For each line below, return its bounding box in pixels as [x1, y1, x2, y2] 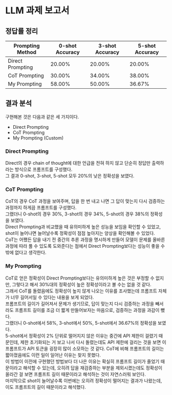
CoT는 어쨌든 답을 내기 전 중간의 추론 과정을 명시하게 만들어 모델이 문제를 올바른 [5, 236, 165, 243]
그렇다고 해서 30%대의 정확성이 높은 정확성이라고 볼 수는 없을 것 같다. [12, 281, 152, 287]
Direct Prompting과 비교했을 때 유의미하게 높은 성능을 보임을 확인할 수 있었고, [5, 224, 161, 230]
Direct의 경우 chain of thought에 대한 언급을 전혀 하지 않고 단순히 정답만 [5, 160, 151, 166]
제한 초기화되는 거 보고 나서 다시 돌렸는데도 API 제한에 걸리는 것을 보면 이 [20, 339, 166, 345]
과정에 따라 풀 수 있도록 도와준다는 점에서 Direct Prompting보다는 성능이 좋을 [5, 243, 160, 249]
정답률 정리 [5, 27, 38, 35]
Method [17, 49, 37, 55]
